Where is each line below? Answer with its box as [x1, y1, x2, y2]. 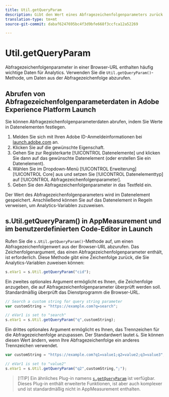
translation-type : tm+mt [5, 17, 57, 22]
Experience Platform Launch [5, 105, 97, 114]
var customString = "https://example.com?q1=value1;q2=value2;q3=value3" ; [5, 352, 165, 358]
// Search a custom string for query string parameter [5, 299, 123, 304]
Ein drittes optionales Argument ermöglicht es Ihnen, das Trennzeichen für [5, 326, 159, 333]
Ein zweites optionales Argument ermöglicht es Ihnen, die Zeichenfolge [5, 278, 153, 285]
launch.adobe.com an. [12, 139, 59, 145]
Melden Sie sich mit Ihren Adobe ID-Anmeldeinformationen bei [12, 134, 142, 140]
